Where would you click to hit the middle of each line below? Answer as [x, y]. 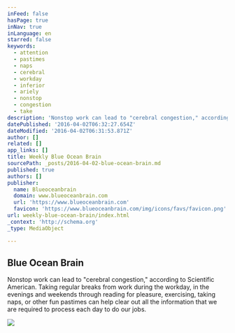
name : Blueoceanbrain [45, 190]
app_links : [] [28, 150]
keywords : [22, 46]
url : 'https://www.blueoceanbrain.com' [72, 203]
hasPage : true [28, 20]
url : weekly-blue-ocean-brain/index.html [69, 215]
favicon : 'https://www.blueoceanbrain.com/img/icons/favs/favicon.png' [120, 209]
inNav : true [24, 27]
